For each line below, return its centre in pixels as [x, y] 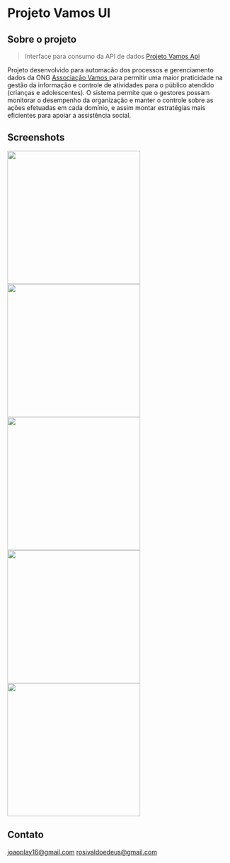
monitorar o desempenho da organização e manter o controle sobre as [110, 100]
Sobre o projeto [42, 39]
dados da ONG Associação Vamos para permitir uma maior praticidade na [115, 77]
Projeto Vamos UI [59, 13]
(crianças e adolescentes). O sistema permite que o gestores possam [109, 93]
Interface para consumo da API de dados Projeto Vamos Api [112, 56]
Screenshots [36, 137]
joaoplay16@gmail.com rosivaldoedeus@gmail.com [82, 852]
